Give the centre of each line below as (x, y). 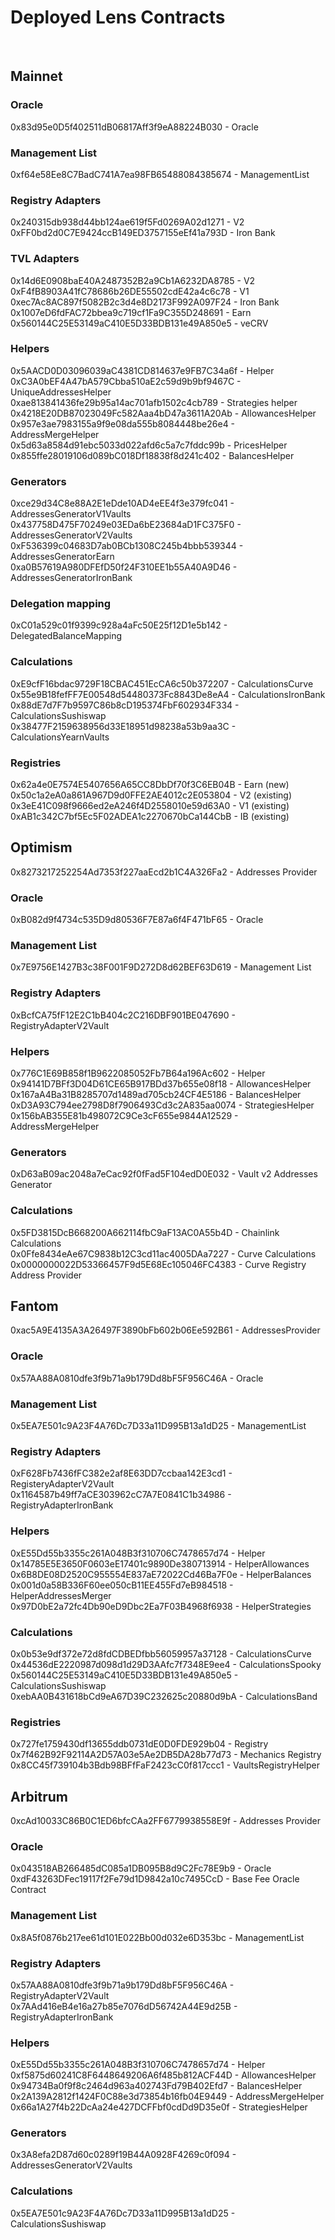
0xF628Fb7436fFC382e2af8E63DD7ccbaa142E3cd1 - (121, 1473)
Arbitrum (39, 1796)
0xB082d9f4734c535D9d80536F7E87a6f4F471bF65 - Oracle (137, 920)
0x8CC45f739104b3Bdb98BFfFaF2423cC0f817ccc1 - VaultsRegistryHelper (165, 1765)
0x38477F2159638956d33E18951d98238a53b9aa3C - (123, 726)
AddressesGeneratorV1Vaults (71, 514)
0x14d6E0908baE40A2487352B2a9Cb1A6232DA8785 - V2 (133, 280)
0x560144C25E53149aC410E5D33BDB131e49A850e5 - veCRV (139, 323)
